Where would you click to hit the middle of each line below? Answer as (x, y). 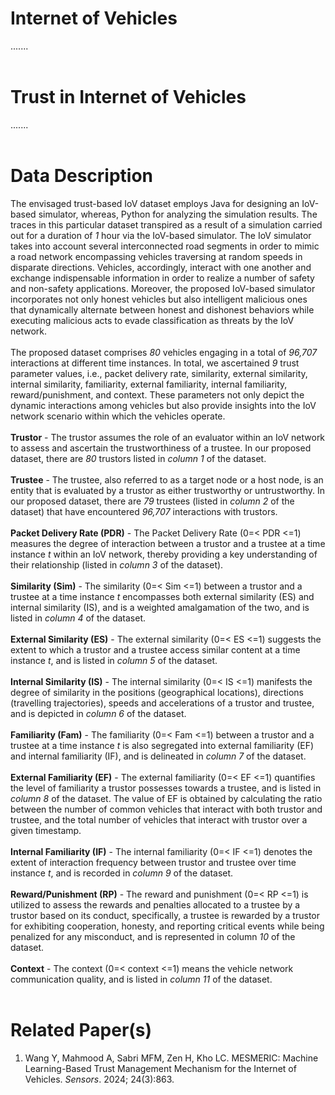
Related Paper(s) (81, 1030)
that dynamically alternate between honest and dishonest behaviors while (162, 309)
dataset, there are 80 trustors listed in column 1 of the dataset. (138, 458)
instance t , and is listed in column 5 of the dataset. (114, 660)
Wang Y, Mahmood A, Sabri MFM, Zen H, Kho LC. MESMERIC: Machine (171, 1058)
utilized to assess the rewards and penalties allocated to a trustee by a (155, 904)
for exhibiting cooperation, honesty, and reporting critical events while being (167, 926)
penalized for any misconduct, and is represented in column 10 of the (153, 936)
